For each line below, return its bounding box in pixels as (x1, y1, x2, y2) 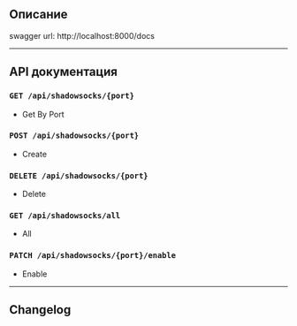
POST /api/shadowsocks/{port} (9, 131, 140, 140)
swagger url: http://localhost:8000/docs (9, 30, 155, 41)
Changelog (9, 302, 72, 317)
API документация (9, 64, 118, 80)
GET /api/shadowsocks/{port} (9, 91, 135, 101)
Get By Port (21, 109, 65, 119)
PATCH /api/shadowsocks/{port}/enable (9, 251, 177, 261)
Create (21, 148, 47, 159)
